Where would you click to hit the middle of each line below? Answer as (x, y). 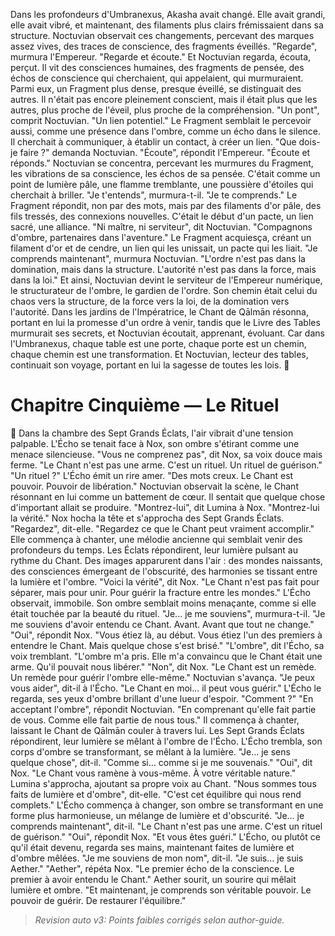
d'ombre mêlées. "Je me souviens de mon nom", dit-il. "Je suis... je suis (157, 858)
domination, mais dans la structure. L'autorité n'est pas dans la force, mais (163, 269)
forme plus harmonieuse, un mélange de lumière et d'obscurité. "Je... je (157, 815)
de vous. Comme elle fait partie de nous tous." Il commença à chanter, (155, 720)
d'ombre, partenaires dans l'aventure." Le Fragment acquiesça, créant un (161, 237)
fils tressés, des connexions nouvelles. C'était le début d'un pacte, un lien (162, 216)
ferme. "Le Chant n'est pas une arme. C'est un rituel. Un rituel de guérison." (166, 465)
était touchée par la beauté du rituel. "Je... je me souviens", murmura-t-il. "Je (168, 613)
